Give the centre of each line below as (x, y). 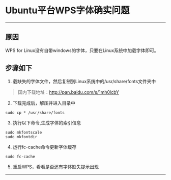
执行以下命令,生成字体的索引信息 (47, 122)
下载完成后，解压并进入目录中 (44, 103)
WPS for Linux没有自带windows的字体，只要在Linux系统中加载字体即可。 (82, 50)
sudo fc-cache (20, 157)
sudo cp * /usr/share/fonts (35, 113)
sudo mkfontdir (21, 137)
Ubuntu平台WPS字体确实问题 (67, 10)
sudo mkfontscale (24, 132)
